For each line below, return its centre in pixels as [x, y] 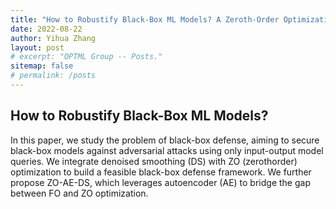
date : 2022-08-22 [46, 29]
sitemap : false [42, 66]
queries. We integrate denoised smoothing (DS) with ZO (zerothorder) [154, 161]
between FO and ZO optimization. [79, 193]
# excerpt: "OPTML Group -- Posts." [86, 57]
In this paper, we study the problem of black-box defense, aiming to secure [165, 140]
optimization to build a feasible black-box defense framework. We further [161, 172]
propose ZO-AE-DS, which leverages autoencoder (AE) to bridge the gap [160, 182]
